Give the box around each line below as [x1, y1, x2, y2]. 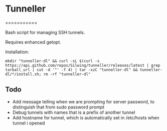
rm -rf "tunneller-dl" [43, 71, 91, 77]
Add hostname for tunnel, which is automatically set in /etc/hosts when [12, 114, 159, 120]
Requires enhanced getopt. [5, 39, 62, 45]
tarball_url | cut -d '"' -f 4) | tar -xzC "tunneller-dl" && [5, 67, 138, 72]
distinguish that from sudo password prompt [12, 104, 104, 110]
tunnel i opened [12, 120, 45, 126]
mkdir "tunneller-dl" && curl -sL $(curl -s [5, 58, 100, 63]
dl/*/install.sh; [5, 71, 42, 77]
